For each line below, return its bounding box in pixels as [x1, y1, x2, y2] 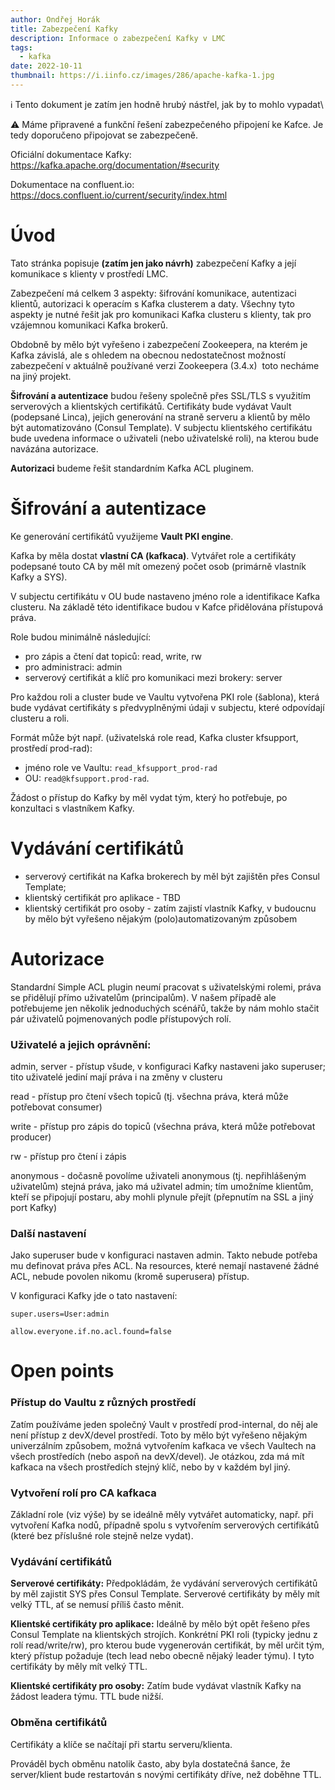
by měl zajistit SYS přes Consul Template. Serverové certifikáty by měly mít [10, 1588, 320, 1600]
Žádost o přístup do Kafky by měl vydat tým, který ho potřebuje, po [10, 791, 288, 803]
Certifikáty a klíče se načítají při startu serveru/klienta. [10, 1738, 233, 1750]
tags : [10, 42, 33, 53]
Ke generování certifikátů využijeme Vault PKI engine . [10, 530, 234, 542]
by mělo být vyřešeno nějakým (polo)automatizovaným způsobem [24, 912, 298, 925]
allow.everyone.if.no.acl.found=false [10, 1327, 172, 1337]
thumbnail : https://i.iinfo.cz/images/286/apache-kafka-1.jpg [10, 71, 275, 81]
